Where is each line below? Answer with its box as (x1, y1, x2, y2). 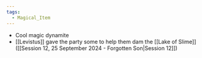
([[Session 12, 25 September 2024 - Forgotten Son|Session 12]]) (15, 44, 178, 52)
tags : (6, 9, 20, 15)
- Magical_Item (12, 15, 51, 21)
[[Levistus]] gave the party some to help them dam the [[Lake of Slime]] (15, 38, 196, 45)
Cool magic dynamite (15, 31, 69, 38)
